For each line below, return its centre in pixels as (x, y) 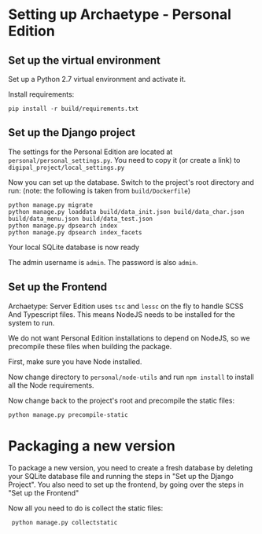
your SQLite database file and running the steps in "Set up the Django (121, 476)
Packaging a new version (92, 446)
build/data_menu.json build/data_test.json (81, 219)
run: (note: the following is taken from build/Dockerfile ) (100, 190)
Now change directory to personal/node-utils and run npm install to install (131, 377)
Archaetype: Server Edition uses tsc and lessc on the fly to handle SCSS (126, 306)
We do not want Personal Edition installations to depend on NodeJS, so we (129, 338)
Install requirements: (41, 94)
